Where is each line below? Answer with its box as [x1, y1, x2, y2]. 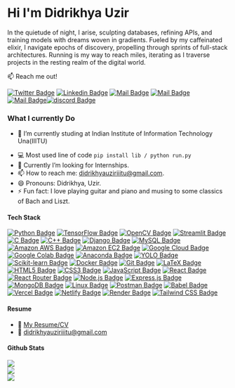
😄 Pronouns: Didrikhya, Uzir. [17, 179, 102, 188]
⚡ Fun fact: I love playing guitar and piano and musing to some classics [17, 187, 223, 195]
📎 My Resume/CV [17, 320, 69, 328]
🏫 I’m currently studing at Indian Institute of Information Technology [17, 129, 213, 138]
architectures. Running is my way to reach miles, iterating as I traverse [7, 51, 210, 59]
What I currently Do [7, 113, 75, 123]
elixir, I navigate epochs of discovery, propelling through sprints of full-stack [7, 43, 228, 51]
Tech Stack [7, 213, 41, 221]
